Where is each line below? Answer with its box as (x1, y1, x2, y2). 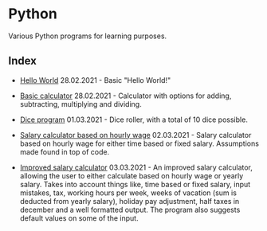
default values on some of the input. (19, 213, 139, 223)
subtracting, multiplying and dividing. (19, 99, 142, 108)
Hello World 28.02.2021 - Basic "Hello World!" (19, 75, 171, 84)
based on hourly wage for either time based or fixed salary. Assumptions (19, 139, 259, 148)
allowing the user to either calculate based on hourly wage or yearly (19, 170, 244, 180)
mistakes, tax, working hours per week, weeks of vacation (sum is (19, 188, 238, 198)
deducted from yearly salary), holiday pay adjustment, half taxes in (19, 196, 240, 206)
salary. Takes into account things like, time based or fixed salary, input (19, 179, 251, 189)
